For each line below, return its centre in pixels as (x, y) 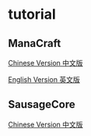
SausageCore (42, 104)
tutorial (32, 14)
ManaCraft (35, 43)
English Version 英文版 (44, 79)
